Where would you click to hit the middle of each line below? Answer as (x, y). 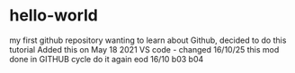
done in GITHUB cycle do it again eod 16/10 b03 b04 (107, 59)
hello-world (54, 16)
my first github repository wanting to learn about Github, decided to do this (148, 40)
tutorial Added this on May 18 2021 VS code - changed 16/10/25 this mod (144, 49)
